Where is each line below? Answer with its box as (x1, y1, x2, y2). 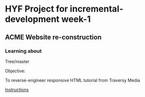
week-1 (61, 14, 91, 25)
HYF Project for (5, 3, 68, 15)
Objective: (5, 68, 26, 74)
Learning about (5, 48, 42, 54)
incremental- (69, 3, 124, 15)
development (5, 14, 60, 25)
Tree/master (5, 58, 30, 64)
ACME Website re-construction (5, 33, 102, 41)
